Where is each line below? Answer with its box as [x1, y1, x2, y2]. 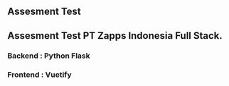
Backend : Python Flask [7, 51, 90, 61]
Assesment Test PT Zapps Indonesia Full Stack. [7, 30, 223, 42]
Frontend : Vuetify [7, 70, 72, 80]
